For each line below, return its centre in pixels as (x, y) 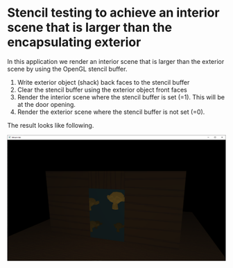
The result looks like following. (51, 125)
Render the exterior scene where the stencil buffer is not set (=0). (111, 112)
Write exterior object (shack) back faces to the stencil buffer (103, 82)
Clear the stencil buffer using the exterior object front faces (102, 90)
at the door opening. (46, 104)
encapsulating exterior (74, 42)
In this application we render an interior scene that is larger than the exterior (116, 61)
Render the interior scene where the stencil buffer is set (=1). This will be (121, 97)
